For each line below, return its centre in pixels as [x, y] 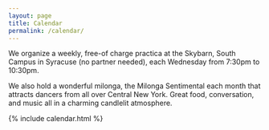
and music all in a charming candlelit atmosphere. [90, 103]
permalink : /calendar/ [46, 30]
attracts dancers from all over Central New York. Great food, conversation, [131, 95]
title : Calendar [35, 23]
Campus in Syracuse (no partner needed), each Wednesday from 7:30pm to [134, 62]
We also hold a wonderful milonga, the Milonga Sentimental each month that [134, 86]
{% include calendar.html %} [56, 119]
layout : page [30, 16]
